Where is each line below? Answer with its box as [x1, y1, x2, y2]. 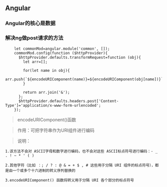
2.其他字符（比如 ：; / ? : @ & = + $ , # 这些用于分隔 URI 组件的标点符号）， [5, 163, 156, 168]
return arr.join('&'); [23, 90, 70, 95]
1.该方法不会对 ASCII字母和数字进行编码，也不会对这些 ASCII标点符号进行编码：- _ [5, 149, 158, 154]
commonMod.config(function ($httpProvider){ [14, 50, 108, 55]
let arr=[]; [23, 59, 48, 64]
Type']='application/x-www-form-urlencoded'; [5, 103, 101, 108]
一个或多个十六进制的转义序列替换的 [12, 168, 76, 173]
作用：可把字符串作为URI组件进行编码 [17, 127, 94, 133]
